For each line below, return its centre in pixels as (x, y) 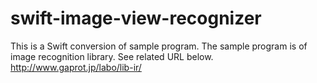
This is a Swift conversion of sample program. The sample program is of (159, 46)
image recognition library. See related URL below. (112, 56)
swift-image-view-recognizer (136, 18)
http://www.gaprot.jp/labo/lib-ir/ (76, 67)
